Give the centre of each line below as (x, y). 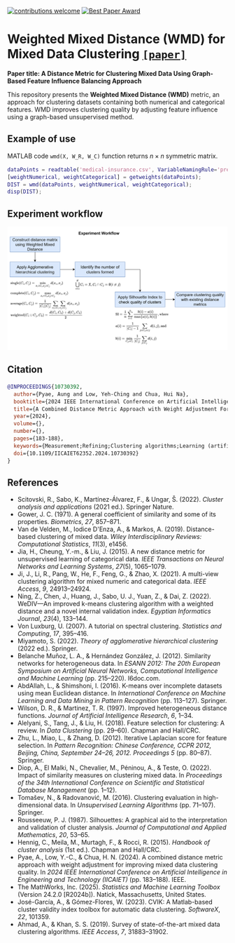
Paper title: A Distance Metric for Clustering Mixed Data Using (99, 73)
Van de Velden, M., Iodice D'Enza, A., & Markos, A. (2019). (101, 529)
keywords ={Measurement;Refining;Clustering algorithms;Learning (109, 446)
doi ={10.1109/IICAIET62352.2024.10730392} (76, 453)
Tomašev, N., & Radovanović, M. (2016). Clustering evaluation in (109, 798)
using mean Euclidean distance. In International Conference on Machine (121, 693)
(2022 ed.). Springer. (48, 648)
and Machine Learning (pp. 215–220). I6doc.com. (89, 678)
